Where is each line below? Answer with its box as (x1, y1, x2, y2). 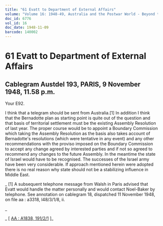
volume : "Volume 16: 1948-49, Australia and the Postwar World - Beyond (5, 12, 155, 16)
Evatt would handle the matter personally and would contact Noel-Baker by (5, 186, 155, 192)
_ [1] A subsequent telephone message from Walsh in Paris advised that (5, 181, 148, 187)
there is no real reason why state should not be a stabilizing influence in (5, 167, 149, 172)
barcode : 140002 (5, 30, 38, 34)
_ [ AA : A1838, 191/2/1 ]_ (5, 215, 54, 221)
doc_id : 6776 (5, 16, 32, 21)
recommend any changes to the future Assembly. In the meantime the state (5, 151, 156, 157)
